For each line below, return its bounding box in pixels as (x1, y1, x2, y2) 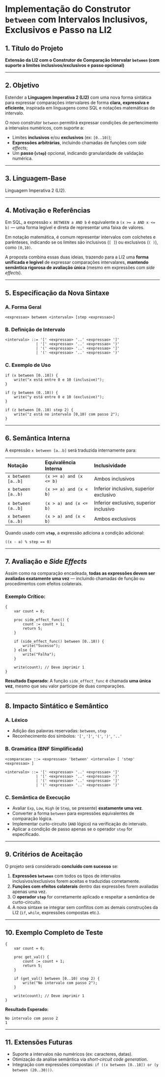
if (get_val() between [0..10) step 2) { (14, 976, 100, 981)
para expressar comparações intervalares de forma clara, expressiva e (5, 100, 150, 106)
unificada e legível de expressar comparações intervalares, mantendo (5, 259, 149, 265)
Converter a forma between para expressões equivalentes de (12, 810, 135, 816)
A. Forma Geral (5, 303, 42, 310)
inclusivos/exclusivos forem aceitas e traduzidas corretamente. (12, 878, 140, 884)
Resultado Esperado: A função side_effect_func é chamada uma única (5, 678, 151, 683)
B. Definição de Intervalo (5, 326, 65, 333)
